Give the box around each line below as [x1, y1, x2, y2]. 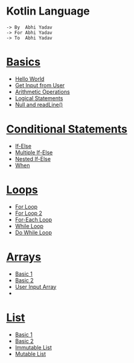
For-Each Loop [14, 215, 53, 223]
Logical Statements [14, 94, 63, 101]
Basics [6, 55, 41, 69]
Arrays [6, 250, 41, 263]
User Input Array [14, 283, 57, 290]
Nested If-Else [14, 155, 51, 162]
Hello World [14, 75, 45, 83]
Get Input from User [14, 81, 65, 89]
